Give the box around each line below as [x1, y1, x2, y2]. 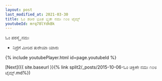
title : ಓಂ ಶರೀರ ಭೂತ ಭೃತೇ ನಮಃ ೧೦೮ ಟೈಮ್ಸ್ [5, 16, 80, 21]
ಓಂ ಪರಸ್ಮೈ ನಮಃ [5, 35, 30, 41]
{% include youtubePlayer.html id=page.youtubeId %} [5, 55, 117, 61]
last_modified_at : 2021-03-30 [5, 12, 69, 17]
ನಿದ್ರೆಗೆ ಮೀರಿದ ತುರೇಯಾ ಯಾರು [12, 45, 59, 51]
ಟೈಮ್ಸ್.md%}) [5, 70, 31, 76]
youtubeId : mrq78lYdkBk [5, 21, 55, 26]
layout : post [5, 7, 33, 12]
